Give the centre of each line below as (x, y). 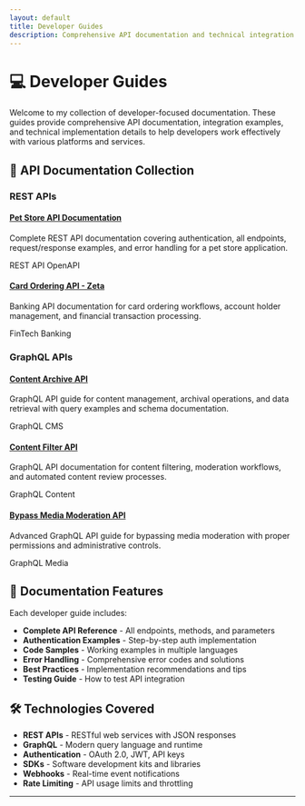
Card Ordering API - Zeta (57, 286)
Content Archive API (49, 379)
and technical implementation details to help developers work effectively (145, 132)
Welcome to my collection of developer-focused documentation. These (143, 113)
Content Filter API (44, 447)
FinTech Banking (40, 333)
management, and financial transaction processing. (105, 316)
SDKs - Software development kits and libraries (112, 764)
